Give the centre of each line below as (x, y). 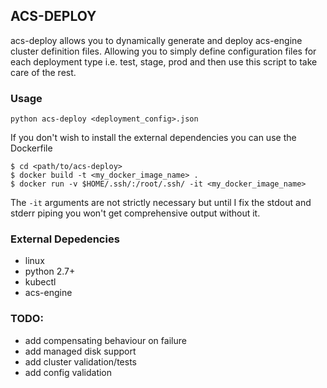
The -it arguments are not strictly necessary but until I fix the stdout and (161, 203)
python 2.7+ (50, 271)
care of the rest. (43, 72)
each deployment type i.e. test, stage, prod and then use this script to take (164, 61)
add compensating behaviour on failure (105, 340)
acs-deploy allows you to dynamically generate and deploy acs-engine (156, 40)
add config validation (68, 372)
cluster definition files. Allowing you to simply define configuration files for (163, 51)
